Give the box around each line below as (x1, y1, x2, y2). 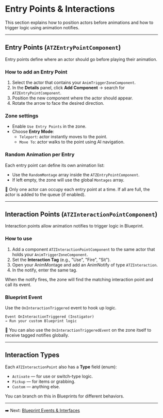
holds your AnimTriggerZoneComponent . (12, 251, 88, 257)
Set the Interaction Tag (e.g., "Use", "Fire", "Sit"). (12, 257, 111, 263)
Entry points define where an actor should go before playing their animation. (5, 56, 158, 62)
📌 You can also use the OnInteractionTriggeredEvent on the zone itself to (5, 327, 151, 333)
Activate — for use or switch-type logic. (12, 373, 93, 379)
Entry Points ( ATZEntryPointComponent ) (5, 43, 121, 52)
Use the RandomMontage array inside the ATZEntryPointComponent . (12, 171, 140, 177)
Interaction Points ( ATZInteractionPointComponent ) (5, 210, 158, 219)
